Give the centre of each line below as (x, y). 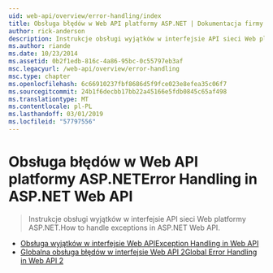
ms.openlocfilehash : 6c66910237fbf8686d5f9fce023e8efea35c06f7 (118, 84)
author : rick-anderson (47, 31)
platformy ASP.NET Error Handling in (133, 179)
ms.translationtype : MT (49, 99)
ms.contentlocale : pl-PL (50, 106)
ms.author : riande (39, 46)
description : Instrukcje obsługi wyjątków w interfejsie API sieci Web (132, 39)
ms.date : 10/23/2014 (43, 54)
